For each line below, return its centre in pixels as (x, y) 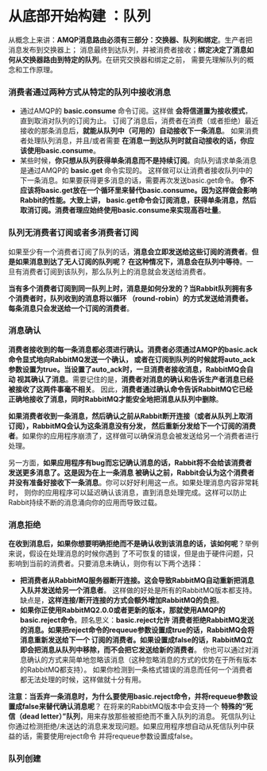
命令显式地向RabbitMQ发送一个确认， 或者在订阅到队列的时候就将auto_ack (132, 359)
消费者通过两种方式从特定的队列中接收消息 (90, 92)
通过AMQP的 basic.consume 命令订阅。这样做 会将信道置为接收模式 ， (136, 111)
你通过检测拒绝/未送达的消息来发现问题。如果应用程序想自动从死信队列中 (128, 727)
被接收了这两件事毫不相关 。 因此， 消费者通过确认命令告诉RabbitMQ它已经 (130, 389)
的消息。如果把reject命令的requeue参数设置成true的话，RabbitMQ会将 (137, 630)
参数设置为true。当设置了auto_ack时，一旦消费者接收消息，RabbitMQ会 (128, 369)
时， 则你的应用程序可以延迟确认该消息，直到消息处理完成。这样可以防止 (128, 492)
